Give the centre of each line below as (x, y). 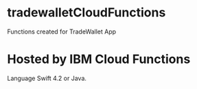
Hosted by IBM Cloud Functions (99, 59)
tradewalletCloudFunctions (86, 13)
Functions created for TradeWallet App (62, 31)
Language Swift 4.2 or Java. (47, 78)
